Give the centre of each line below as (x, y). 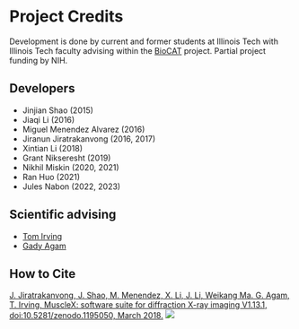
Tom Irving (42, 236)
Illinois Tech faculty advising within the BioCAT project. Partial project (138, 50)
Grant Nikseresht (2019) (66, 158)
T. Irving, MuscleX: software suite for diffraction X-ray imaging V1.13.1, (138, 305)
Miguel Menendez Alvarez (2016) (84, 129)
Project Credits (66, 17)
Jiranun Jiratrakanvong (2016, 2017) (89, 139)
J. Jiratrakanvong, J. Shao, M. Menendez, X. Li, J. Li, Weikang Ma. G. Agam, (149, 295)
